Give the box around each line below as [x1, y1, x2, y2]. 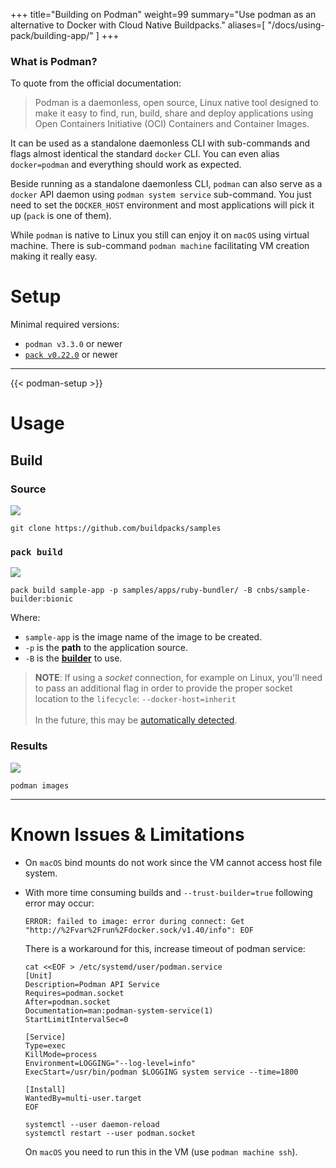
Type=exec [24, 1040, 67, 1051]
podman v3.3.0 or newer [24, 338, 123, 350]
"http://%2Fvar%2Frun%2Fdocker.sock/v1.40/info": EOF [24, 925, 254, 935]
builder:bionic [10, 594, 74, 604]
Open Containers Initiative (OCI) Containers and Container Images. [34, 118, 310, 130]
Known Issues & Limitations [10, 823, 245, 846]
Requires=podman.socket [24, 988, 125, 998]
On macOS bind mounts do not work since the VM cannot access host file [24, 856, 323, 868]
